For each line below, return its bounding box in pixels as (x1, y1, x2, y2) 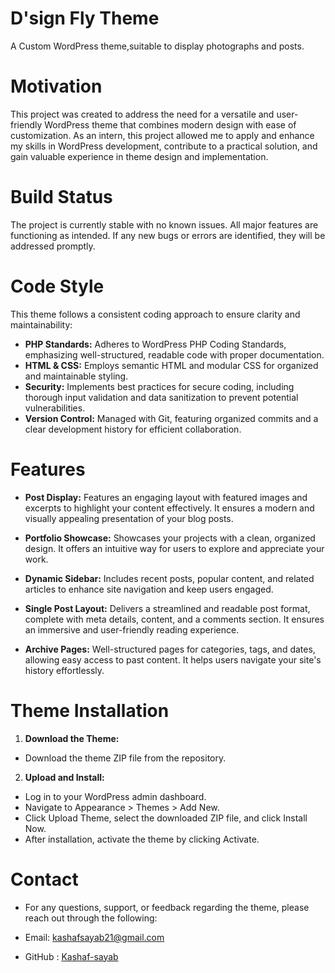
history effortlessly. (24, 664, 105, 676)
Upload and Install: (24, 771, 105, 783)
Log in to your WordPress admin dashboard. (24, 790, 207, 802)
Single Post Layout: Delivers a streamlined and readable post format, (24, 602, 311, 614)
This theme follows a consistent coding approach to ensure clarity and (10, 308, 301, 320)
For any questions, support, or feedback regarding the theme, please (24, 901, 310, 913)
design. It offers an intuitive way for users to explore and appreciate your (24, 542, 325, 554)
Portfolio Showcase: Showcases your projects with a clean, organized (24, 532, 316, 544)
